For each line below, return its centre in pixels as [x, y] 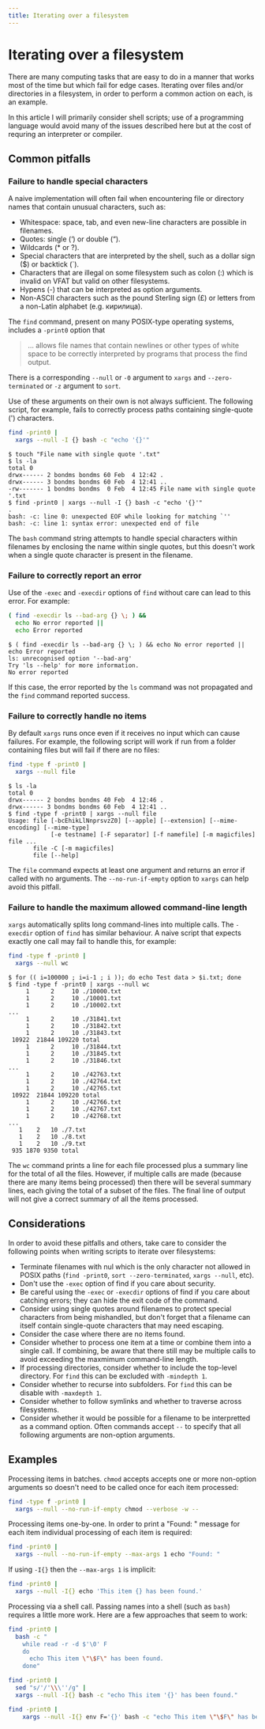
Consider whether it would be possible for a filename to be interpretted [135, 1418]
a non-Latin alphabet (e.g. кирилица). [81, 306]
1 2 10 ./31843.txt [74, 1033]
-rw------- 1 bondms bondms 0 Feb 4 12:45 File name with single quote [132, 489]
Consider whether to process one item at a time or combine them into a [135, 1342]
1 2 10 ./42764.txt [74, 1082]
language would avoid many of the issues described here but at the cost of [130, 125]
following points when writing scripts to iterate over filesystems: [112, 1251]
